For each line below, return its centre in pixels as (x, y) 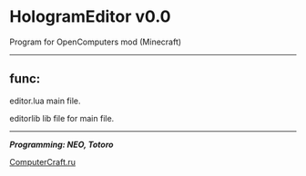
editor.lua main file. (45, 101)
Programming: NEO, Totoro (61, 144)
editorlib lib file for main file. (62, 118)
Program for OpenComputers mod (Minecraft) (96, 42)
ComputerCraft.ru (42, 161)
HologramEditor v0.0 (90, 17)
